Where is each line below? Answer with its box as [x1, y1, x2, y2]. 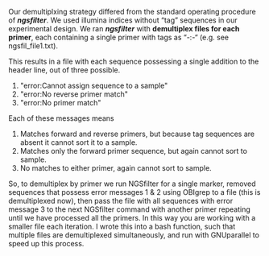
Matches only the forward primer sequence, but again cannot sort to [19, 147, 248, 155]
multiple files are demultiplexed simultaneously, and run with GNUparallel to [8, 230, 260, 240]
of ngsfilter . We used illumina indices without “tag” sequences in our [8, 15, 238, 25]
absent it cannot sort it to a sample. [19, 138, 138, 147]
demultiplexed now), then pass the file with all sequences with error [8, 196, 234, 205]
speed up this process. [8, 239, 85, 248]
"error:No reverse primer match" [19, 89, 129, 99]
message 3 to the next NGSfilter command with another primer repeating [8, 204, 251, 214]
